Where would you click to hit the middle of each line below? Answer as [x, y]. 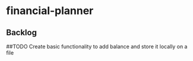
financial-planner [50, 11]
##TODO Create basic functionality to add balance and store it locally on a [97, 46]
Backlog [22, 33]
